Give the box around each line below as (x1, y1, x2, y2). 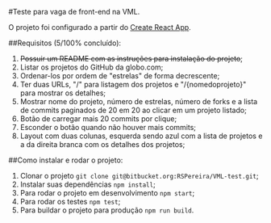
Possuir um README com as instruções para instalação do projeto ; (19, 54, 244, 63)
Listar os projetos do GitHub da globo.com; (19, 62, 164, 72)
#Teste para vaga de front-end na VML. (8, 7, 140, 16)
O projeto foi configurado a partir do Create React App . (8, 23, 191, 32)
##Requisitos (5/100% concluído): (8, 38, 122, 48)
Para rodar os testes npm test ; (19, 197, 121, 206)
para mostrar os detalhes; (19, 88, 106, 98)
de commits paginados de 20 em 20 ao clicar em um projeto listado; (19, 105, 248, 115)
